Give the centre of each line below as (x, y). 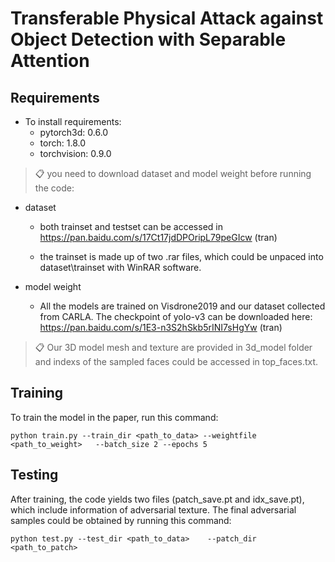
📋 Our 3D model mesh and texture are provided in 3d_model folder (173, 347)
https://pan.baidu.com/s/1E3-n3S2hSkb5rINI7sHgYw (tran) (161, 327)
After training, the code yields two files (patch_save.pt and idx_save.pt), (157, 499)
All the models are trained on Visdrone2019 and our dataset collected (182, 306)
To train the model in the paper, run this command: (114, 417)
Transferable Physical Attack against (167, 18)
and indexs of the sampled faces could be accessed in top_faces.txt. (176, 361)
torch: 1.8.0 (62, 143)
